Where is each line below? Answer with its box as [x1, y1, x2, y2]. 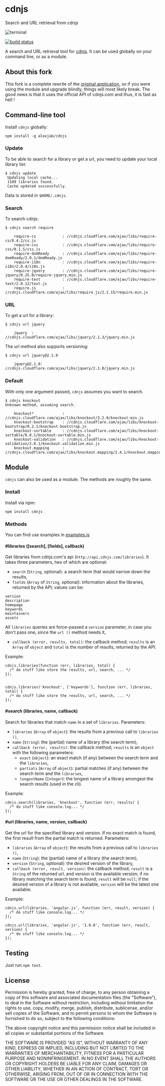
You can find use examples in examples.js [5, 532, 90, 538]
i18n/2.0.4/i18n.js [5, 264, 45, 269]
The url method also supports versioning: [5, 344, 88, 350]
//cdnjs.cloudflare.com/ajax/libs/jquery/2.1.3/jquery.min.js [5, 335, 135, 340]
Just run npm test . [5, 962, 42, 968]
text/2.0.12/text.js [5, 282, 48, 287]
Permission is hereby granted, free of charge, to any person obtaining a [5, 990, 150, 995]
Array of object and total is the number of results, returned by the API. [12, 644, 157, 650]
